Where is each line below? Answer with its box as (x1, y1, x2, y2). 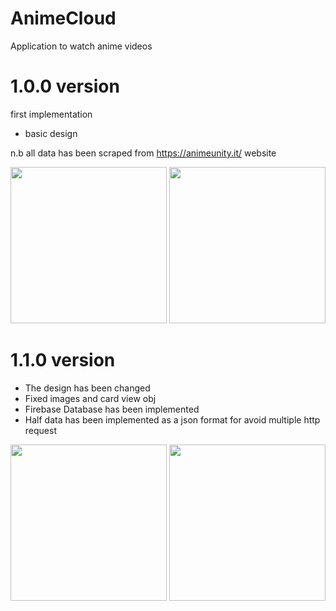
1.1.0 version (10, 349, 116, 372)
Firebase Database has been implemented (24, 403, 200, 415)
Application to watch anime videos (10, 40, 153, 52)
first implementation (10, 108, 93, 120)
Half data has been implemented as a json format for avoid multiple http (24, 413, 321, 426)
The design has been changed (24, 382, 151, 394)
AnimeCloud (10, 7, 117, 30)
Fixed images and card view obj (24, 392, 157, 404)
